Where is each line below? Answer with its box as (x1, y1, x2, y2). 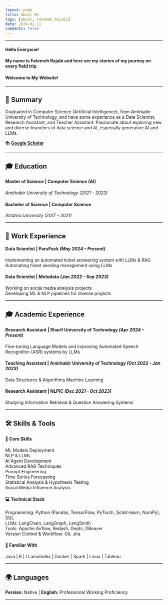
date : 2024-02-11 (5, 21, 41, 27)
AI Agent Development (5, 458, 51, 464)
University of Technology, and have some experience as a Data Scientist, (5, 114, 156, 120)
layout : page (5, 7, 32, 13)
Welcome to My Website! (5, 74, 58, 80)
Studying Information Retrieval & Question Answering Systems (5, 399, 133, 405)
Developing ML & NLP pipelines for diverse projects (5, 290, 111, 296)
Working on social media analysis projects (5, 285, 92, 291)
